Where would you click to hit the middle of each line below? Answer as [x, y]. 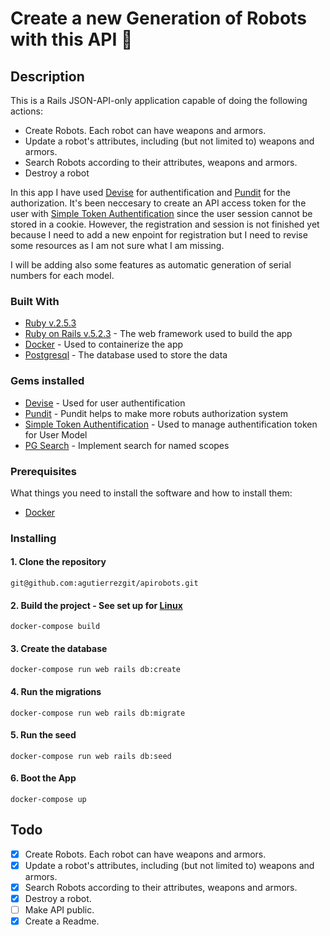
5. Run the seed [43, 735]
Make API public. [59, 910]
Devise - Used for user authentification [105, 403]
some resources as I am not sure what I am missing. [117, 245]
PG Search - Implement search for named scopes [127, 445]
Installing [33, 538]
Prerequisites [43, 471]
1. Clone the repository [58, 562]
